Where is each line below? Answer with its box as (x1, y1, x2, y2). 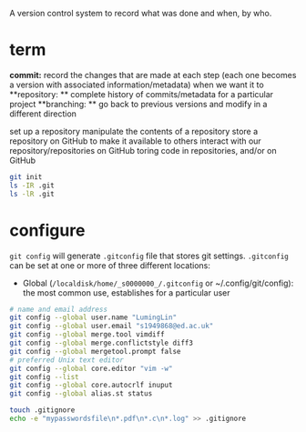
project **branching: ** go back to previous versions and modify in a (9, 98, 268, 109)
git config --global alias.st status (9, 389, 153, 398)
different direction (9, 108, 77, 119)
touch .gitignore (9, 406, 76, 415)
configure (9, 220, 86, 240)
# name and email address (9, 305, 107, 314)
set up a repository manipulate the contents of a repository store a (9, 126, 259, 136)
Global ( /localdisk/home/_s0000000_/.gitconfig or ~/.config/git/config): (22, 277, 294, 288)
